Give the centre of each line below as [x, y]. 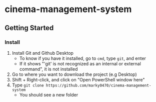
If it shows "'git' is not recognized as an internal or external [80, 63]
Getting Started [29, 28]
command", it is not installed [48, 69]
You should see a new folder [49, 94]
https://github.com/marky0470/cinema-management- [99, 85]
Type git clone [28, 85]
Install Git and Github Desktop [42, 53]
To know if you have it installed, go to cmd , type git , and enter [82, 58]
